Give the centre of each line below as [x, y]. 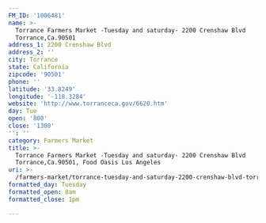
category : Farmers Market [51, 140]
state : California [38, 67]
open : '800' [28, 119]
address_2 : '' [32, 52]
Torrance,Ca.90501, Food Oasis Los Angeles [88, 163]
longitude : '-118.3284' [47, 96]
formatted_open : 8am [42, 192]
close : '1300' [32, 126]
